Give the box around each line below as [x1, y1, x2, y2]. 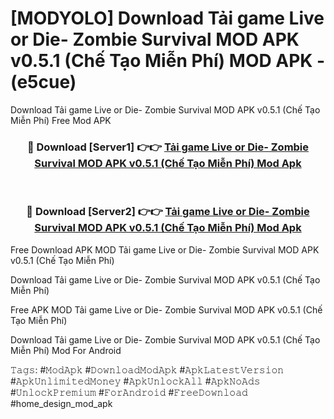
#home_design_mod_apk [10, 397, 113, 409]
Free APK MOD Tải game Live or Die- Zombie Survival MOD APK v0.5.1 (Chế [10, 303, 323, 316]
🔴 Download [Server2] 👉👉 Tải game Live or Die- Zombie [26, 205, 310, 219]
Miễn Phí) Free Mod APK [10, 114, 112, 126]
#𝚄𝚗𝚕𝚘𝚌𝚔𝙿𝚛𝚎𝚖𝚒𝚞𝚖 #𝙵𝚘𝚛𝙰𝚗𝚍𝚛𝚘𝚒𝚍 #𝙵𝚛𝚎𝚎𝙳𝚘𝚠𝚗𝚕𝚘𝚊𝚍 [10, 386, 248, 398]
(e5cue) [10, 71, 77, 94]
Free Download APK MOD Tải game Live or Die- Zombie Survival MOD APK [10, 243, 320, 256]
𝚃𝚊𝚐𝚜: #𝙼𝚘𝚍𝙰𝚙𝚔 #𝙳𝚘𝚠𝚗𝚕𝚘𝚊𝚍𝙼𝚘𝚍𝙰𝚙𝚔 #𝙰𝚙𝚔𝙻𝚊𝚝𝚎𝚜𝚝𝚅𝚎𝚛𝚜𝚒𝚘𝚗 [10, 363, 285, 376]
